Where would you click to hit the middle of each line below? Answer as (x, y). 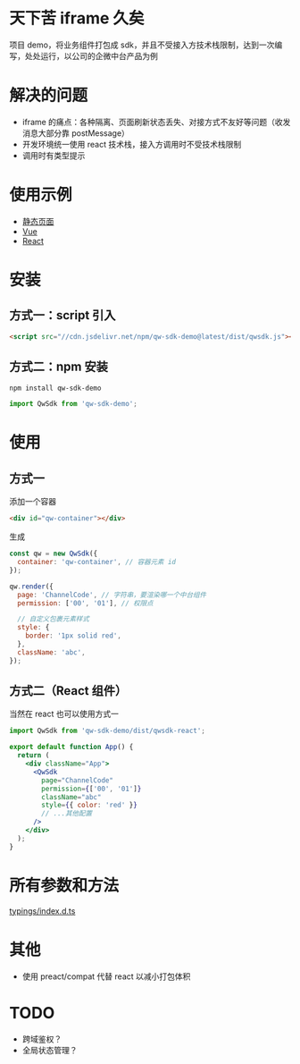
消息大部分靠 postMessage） (75, 133)
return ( (33, 756)
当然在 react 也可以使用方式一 (64, 714)
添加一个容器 (33, 502)
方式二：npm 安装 (59, 367)
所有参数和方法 (64, 885)
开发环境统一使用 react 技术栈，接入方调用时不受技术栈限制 (132, 144)
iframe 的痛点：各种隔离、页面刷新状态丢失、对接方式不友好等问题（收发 (156, 122)
